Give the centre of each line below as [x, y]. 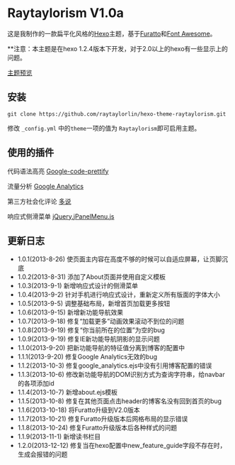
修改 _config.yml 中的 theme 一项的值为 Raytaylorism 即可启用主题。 [104, 128]
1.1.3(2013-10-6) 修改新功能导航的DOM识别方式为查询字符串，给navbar [121, 375]
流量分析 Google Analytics [45, 186]
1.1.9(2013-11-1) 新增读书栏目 [59, 437]
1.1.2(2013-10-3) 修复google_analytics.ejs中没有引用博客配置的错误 [115, 366]
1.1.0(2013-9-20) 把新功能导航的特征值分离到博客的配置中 [101, 348]
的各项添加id [36, 383]
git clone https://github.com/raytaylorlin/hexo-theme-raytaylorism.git [117, 114]
